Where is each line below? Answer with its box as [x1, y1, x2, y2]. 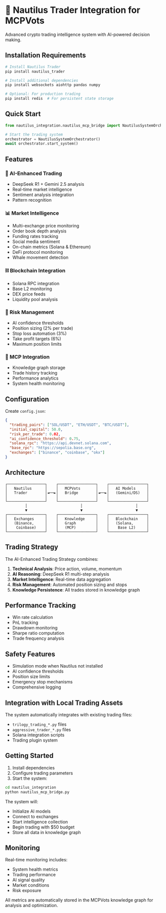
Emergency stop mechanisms [12, 679, 73, 685]
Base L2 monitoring [12, 286, 52, 292]
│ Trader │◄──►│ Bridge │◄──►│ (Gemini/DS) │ [5, 490, 149, 495]
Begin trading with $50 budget [12, 824, 75, 830]
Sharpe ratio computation [12, 630, 65, 636]
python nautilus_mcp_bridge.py [5, 789, 70, 794]
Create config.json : [5, 408, 46, 414]
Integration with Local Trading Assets [5, 698, 123, 707]
